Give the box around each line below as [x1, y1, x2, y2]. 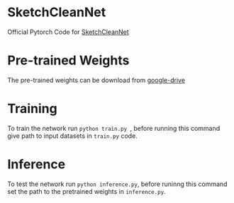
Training [7, 100, 58, 117]
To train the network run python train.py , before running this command [7, 124, 221, 132]
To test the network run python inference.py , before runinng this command [7, 180, 228, 188]
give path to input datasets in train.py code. [7, 132, 138, 140]
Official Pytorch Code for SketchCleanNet [7, 28, 129, 36]
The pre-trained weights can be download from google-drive [7, 76, 186, 84]
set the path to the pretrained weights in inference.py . [7, 187, 166, 195]
